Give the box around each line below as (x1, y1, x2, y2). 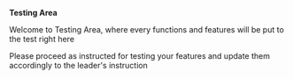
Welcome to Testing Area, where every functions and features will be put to (9, 25, 285, 34)
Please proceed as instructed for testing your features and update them (9, 51, 270, 61)
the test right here (9, 34, 75, 44)
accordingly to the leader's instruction (9, 61, 149, 70)
